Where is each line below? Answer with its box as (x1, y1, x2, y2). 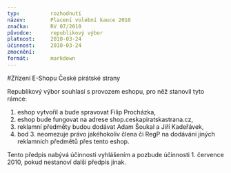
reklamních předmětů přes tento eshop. (17, 137, 130, 145)
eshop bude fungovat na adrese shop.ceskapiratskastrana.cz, (17, 115, 193, 123)
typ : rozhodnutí (7, 10, 81, 17)
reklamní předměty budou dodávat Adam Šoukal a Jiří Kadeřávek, (17, 122, 204, 131)
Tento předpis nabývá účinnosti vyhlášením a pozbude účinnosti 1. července (7, 150, 224, 159)
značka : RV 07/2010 (7, 23, 81, 30)
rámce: (7, 94, 28, 103)
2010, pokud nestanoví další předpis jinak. (7, 158, 126, 166)
